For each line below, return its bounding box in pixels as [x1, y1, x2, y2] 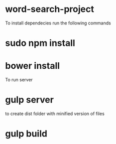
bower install [5, 60, 60, 72]
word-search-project [5, 3, 95, 15]
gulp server [5, 94, 54, 106]
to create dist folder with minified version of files [5, 111, 105, 117]
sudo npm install [5, 37, 76, 49]
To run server [5, 77, 33, 83]
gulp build [5, 128, 47, 140]
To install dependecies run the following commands [5, 20, 111, 26]
